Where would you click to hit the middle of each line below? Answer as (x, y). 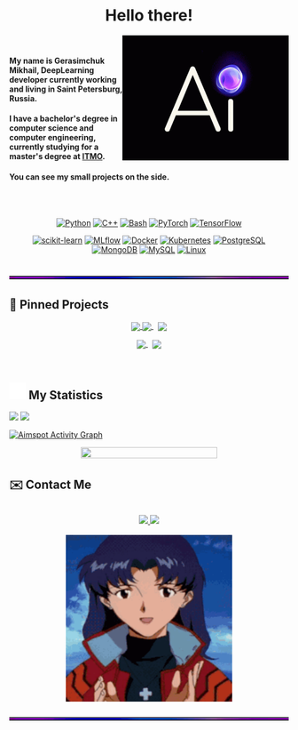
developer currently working (63, 79)
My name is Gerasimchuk (57, 60)
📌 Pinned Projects (59, 305)
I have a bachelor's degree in (63, 119)
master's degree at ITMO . (57, 156)
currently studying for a (54, 147)
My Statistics (66, 395)
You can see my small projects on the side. (90, 176)
